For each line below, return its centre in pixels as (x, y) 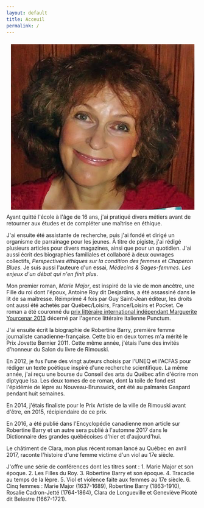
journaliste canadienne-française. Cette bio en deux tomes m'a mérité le (97, 337)
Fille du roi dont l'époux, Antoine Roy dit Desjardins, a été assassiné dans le (101, 292)
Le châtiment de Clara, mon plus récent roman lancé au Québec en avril (97, 448)
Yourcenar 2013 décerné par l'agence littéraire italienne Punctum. (89, 318)
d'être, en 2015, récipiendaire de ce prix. (57, 412)
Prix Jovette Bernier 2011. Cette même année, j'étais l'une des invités (93, 343)
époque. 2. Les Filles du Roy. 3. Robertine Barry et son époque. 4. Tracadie (100, 473)
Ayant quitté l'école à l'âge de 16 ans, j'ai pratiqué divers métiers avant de (99, 217)
